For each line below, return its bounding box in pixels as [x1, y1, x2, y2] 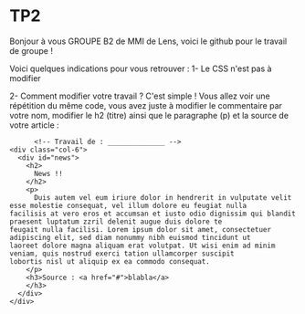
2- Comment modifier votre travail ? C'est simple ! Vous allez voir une [9, 90, 271, 101]
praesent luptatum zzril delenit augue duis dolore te [9, 216, 223, 226]
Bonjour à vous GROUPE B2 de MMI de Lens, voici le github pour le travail [9, 36, 288, 47]
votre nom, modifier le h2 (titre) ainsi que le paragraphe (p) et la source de [9, 110, 289, 120]
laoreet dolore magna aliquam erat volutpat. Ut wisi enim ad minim [9, 241, 276, 250]
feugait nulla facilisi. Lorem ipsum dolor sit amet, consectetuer [9, 225, 272, 234]
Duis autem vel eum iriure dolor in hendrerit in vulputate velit [33, 193, 292, 202]
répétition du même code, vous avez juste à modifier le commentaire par [9, 99, 283, 110]
